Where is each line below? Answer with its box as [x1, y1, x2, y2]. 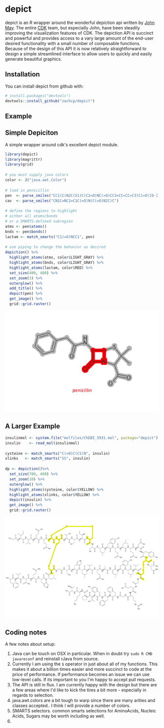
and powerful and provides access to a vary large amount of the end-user [5, 35, 154, 41]
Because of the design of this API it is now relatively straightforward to [5, 46, 146, 51]
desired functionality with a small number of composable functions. [5, 40, 141, 46]
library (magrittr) [5, 157, 42, 162]
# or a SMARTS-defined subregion [5, 219, 73, 224]
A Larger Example [5, 422, 60, 430]
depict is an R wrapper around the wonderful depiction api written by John [5, 20, 155, 25]
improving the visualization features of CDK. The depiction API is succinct [5, 30, 154, 36]
